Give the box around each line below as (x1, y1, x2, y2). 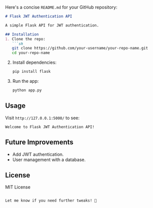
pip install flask (12, 69, 51, 74)
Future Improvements (5, 138, 74, 147)
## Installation (5, 32, 39, 37)
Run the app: (12, 78, 39, 84)
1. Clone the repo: (5, 36, 46, 41)
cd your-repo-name (11, 50, 50, 55)
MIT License (5, 184, 31, 190)
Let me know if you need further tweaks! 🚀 (5, 198, 97, 204)
